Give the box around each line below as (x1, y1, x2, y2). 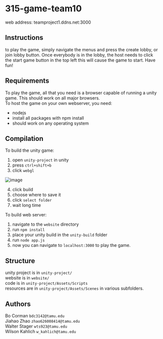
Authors (5, 300, 31, 308)
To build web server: (5, 212, 47, 218)
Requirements (5, 77, 49, 85)
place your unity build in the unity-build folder (12, 232, 107, 238)
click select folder (12, 197, 52, 203)
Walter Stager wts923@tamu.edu (5, 323, 67, 329)
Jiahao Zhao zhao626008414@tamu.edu (5, 318, 80, 324)
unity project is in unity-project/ (5, 270, 72, 276)
